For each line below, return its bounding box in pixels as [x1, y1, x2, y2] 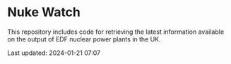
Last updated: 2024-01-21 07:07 [7, 49, 101, 57]
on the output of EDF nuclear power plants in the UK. [7, 34, 161, 43]
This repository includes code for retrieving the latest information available [7, 27, 225, 36]
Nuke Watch [7, 4, 81, 20]
